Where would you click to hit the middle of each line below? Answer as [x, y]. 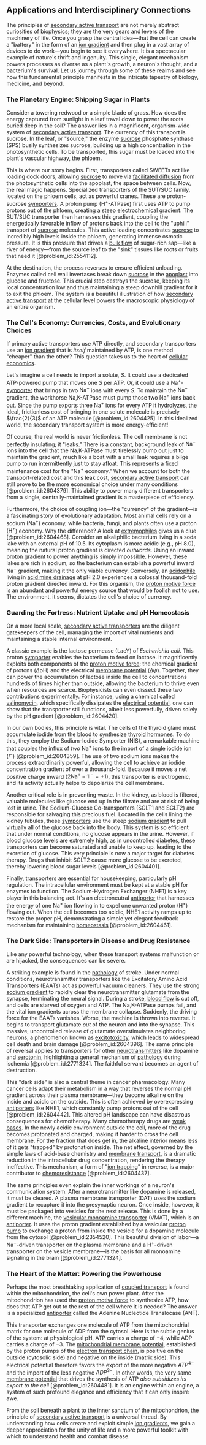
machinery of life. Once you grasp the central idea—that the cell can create [101, 38]
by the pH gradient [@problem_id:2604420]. [63, 716]
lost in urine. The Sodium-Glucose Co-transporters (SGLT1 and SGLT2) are [101, 808]
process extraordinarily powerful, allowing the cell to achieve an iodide [96, 762]
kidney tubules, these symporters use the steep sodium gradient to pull [96, 821]
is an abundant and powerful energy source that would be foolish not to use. [103, 590]
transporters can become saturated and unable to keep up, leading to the [99, 847]
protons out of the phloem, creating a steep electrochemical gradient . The [100, 210]
